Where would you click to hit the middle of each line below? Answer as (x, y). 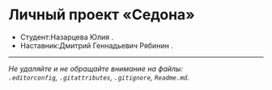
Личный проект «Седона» (102, 15)
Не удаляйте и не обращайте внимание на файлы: (96, 68)
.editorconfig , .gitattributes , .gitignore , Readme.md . (99, 77)
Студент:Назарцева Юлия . (67, 37)
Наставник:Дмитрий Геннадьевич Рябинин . (97, 45)
